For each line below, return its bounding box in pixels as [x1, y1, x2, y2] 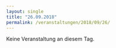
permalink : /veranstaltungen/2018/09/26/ [6, 19, 111, 25]
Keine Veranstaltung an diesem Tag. [6, 36, 95, 43]
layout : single [6, 8, 44, 15]
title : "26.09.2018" [6, 14, 58, 20]
